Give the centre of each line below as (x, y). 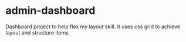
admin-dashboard (50, 11)
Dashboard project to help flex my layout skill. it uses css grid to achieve (93, 26)
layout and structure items (37, 32)
